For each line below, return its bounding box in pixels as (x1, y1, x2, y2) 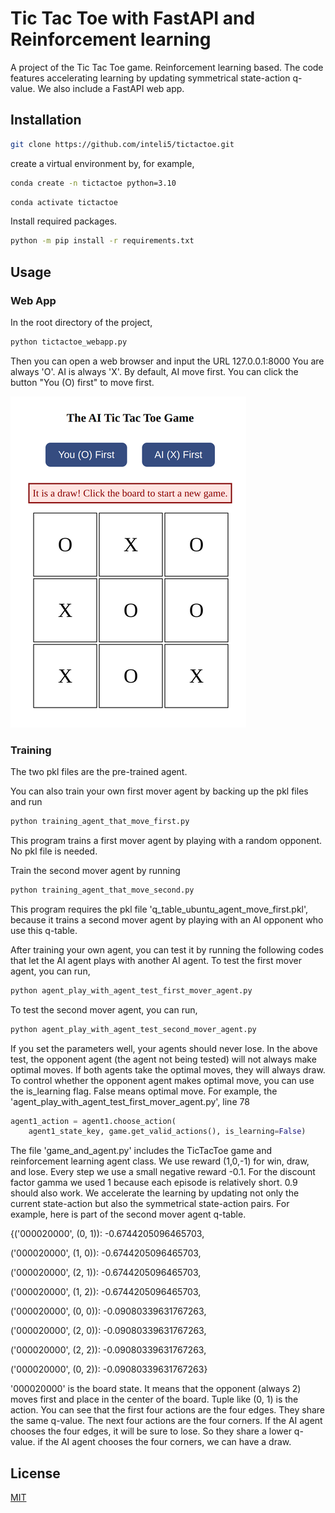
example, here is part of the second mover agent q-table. (10, 1208, 247, 1221)
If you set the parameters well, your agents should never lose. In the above (10, 1042, 318, 1054)
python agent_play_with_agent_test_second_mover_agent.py (10, 1024, 257, 1034)
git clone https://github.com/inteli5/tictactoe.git (10, 139, 235, 149)
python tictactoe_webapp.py (10, 337, 128, 347)
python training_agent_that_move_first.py (10, 817, 190, 827)
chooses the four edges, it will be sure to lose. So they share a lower (10, 1425, 292, 1437)
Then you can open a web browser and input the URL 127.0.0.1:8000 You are (10, 355, 325, 367)
